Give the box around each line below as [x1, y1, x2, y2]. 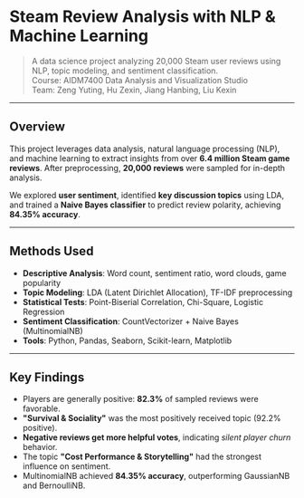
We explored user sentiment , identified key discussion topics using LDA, [9, 189, 285, 200]
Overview [9, 120, 66, 135]
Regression [22, 306, 65, 317]
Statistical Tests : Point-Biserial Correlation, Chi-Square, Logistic [22, 296, 264, 307]
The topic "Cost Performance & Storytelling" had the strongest [22, 451, 262, 463]
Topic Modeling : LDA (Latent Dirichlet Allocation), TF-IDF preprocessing [22, 287, 293, 298]
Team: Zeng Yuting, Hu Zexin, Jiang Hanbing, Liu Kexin [31, 84, 237, 95]
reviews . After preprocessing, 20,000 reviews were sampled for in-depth [9, 162, 286, 173]
